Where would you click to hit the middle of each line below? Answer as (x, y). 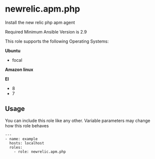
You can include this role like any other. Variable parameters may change (78, 121)
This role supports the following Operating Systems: (57, 41)
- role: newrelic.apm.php (40, 152)
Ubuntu (13, 51)
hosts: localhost (27, 143)
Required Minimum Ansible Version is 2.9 (46, 32)
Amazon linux (19, 70)
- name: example (21, 139)
